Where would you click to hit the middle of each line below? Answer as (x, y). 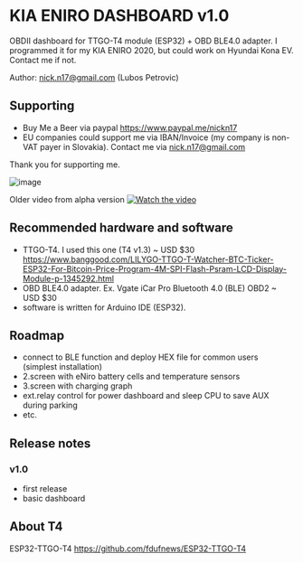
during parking (50, 405)
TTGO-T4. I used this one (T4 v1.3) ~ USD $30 (109, 249)
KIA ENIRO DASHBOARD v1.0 (119, 16)
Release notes (50, 443)
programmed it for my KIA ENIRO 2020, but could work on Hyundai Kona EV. (151, 50)
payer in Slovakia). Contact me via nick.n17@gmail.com (142, 146)
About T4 (36, 526)
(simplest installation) (62, 367)
